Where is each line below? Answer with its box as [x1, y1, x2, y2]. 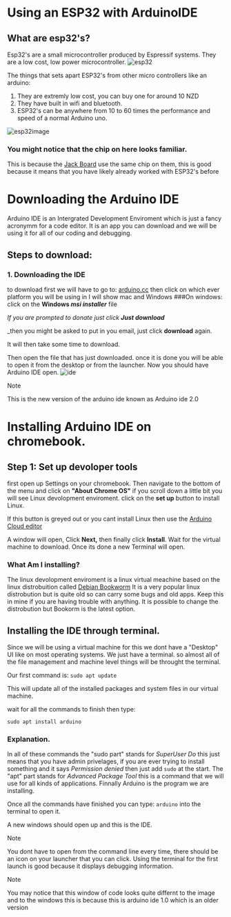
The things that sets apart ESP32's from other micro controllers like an [7, 71, 207, 79]
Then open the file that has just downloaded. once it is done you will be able [7, 353, 223, 361]
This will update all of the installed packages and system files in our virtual [7, 685, 219, 693]
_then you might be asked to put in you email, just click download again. [7, 326, 212, 335]
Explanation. [7, 734, 50, 744]
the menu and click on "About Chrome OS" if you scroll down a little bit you [7, 486, 223, 494]
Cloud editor [7, 522, 43, 530]
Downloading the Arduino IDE [7, 192, 179, 208]
